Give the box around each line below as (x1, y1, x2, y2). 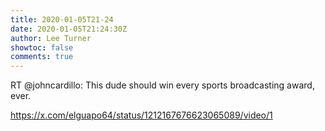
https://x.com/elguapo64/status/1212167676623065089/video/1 (10, 109, 273, 121)
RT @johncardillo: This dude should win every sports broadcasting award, (10, 79, 315, 91)
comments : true (10, 52, 74, 62)
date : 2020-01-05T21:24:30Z (10, 24, 128, 34)
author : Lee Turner (10, 33, 92, 43)
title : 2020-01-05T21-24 (10, 14, 114, 25)
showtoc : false (10, 42, 74, 53)
